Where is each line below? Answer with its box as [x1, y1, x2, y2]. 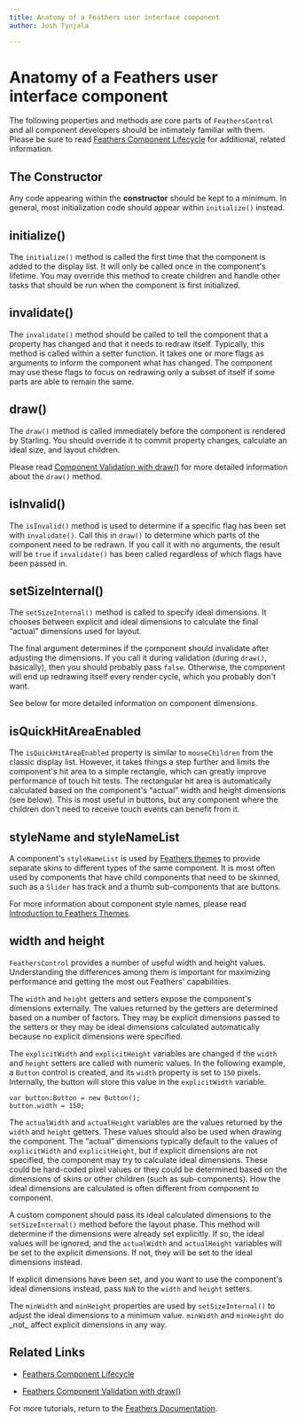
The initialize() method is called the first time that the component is [9, 252, 266, 263]
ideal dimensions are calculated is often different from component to [9, 1182, 260, 1193]
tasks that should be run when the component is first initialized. [9, 280, 241, 291]
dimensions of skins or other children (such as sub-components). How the [9, 1173, 281, 1184]
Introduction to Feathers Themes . [9, 907, 131, 918]
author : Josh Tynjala [9, 21, 90, 30]
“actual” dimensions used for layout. [9, 626, 142, 637]
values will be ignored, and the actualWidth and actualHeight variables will [9, 1237, 282, 1248]
